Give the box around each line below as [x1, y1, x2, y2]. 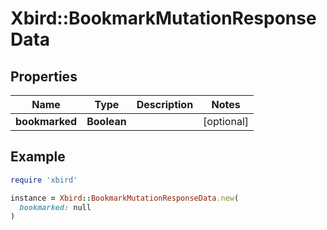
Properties [10, 68, 78, 85]
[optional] [203, 115, 250, 128]
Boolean [86, 115, 127, 128]
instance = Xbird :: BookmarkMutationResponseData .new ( [10, 193, 240, 203]
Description [136, 98, 194, 111]
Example [10, 148, 66, 166]
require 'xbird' [10, 175, 78, 185]
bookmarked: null [19, 202, 92, 212]
